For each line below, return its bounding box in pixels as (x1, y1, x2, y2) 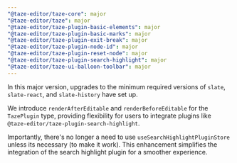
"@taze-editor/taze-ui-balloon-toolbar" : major (7, 63, 152, 70)
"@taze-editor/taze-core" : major (7, 10, 107, 18)
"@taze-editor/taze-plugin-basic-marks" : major (7, 30, 152, 38)
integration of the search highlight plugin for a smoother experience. (7, 147, 208, 156)
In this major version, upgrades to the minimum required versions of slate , (7, 82, 226, 91)
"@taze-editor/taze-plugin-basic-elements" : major (7, 23, 161, 30)
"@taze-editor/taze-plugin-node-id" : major (7, 43, 139, 50)
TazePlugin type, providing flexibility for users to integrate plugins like (7, 111, 211, 120)
